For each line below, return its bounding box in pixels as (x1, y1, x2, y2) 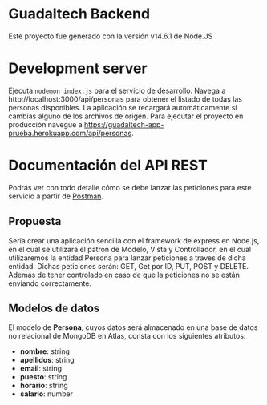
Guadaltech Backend (8, 5, 151, 23)
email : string (19, 363, 63, 373)
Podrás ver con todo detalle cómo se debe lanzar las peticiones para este (8, 182, 252, 192)
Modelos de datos (8, 302, 100, 315)
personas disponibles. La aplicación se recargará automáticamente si (8, 102, 237, 112)
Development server (8, 59, 148, 78)
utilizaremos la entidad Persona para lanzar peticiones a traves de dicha (8, 253, 246, 263)
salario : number (19, 389, 74, 399)
